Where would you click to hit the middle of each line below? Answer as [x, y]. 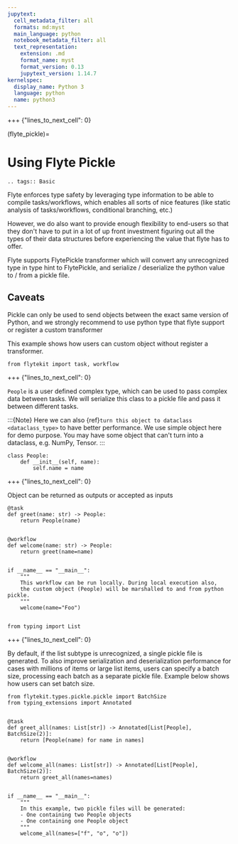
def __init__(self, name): [60, 462]
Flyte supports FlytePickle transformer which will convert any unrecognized [118, 260]
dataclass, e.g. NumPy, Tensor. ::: [56, 442]
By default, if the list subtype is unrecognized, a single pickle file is [105, 653]
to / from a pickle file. [38, 275]
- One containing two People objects [76, 815]
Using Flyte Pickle [61, 162]
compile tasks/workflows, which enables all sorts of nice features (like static [119, 202]
